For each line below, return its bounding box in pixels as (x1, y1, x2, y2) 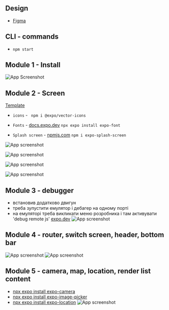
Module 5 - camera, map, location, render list (5, 267, 151, 275)
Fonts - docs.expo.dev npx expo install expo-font (12, 122, 121, 128)
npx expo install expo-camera (12, 288, 75, 294)
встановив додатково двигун (12, 200, 76, 206)
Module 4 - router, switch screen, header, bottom (5, 231, 164, 239)
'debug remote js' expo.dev (12, 216, 71, 222)
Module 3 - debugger (5, 186, 74, 195)
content (5, 275, 31, 284)
